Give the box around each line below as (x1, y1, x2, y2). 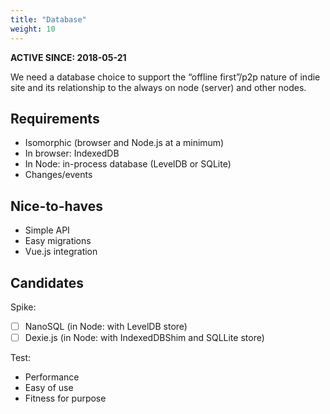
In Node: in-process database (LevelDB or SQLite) (24, 158, 232, 170)
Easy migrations (24, 235, 92, 247)
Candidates (10, 274, 84, 291)
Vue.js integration (24, 246, 98, 258)
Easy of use (24, 382, 74, 394)
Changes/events (24, 169, 93, 181)
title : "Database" (10, 14, 87, 25)
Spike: (10, 301, 37, 313)
